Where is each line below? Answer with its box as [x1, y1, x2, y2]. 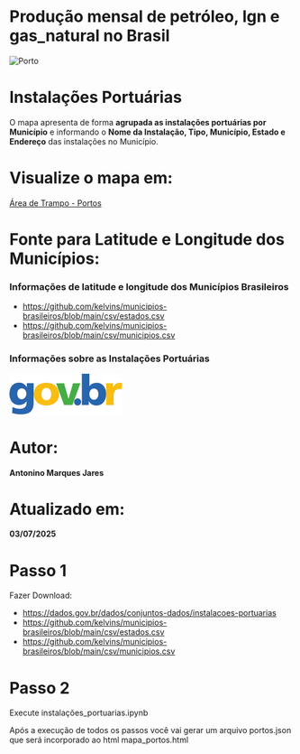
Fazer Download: [9, 590, 73, 601]
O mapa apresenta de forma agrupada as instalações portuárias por [9, 116, 267, 127]
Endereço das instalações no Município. [9, 135, 159, 146]
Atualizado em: [9, 498, 125, 519]
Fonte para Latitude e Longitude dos [9, 229, 286, 249]
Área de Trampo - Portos [9, 197, 102, 209]
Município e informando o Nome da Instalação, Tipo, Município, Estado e [9, 126, 286, 137]
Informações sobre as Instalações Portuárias [9, 352, 210, 365]
